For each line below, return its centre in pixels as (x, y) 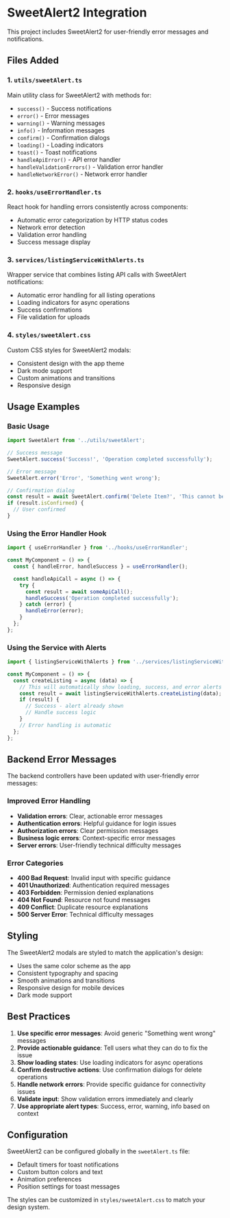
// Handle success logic (61, 713)
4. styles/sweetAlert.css (49, 335)
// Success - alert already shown (75, 706)
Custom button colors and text (60, 1172)
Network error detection (51, 227)
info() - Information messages (61, 130)
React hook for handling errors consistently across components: (98, 207)
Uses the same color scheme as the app (74, 965)
